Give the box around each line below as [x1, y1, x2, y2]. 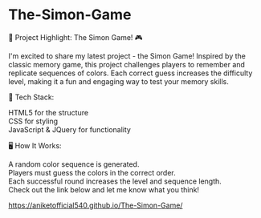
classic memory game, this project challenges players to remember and [8, 59, 245, 69]
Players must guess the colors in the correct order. [8, 168, 177, 177]
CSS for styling [8, 116, 59, 126]
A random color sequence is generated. [8, 159, 140, 169]
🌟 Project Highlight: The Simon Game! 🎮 [8, 32, 143, 42]
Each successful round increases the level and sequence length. [8, 176, 222, 186]
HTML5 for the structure [8, 107, 89, 117]
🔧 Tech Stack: [8, 92, 55, 102]
